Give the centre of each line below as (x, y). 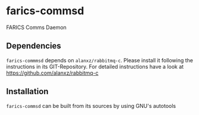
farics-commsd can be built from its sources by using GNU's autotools (91, 106)
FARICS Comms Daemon (37, 27)
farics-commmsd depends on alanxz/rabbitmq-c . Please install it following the (100, 60)
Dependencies (34, 46)
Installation (27, 92)
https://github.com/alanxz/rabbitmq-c (53, 73)
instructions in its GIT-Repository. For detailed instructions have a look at (95, 66)
